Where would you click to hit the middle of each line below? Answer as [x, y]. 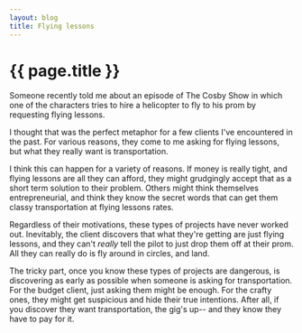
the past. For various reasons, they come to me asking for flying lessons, [144, 142]
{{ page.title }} [65, 71]
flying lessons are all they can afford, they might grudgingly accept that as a [151, 179]
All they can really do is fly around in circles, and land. [110, 254]
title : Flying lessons [52, 26]
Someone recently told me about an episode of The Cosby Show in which [146, 96]
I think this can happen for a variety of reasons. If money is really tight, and [149, 169]
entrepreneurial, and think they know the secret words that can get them [144, 198]
